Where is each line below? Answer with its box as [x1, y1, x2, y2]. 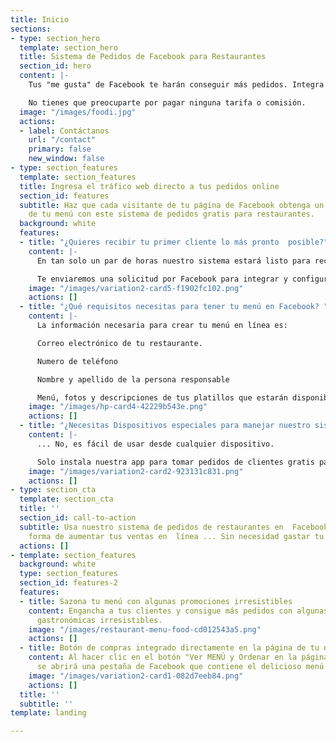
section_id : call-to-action [19, 513, 137, 523]
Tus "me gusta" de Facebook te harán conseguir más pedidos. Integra [28, 80, 325, 90]
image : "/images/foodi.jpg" [19, 107, 137, 117]
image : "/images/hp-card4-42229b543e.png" [28, 402, 208, 412]
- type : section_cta [10, 485, 97, 495]
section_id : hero [19, 61, 92, 71]
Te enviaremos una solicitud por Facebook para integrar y [36, 274, 288, 284]
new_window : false [28, 154, 105, 164]
